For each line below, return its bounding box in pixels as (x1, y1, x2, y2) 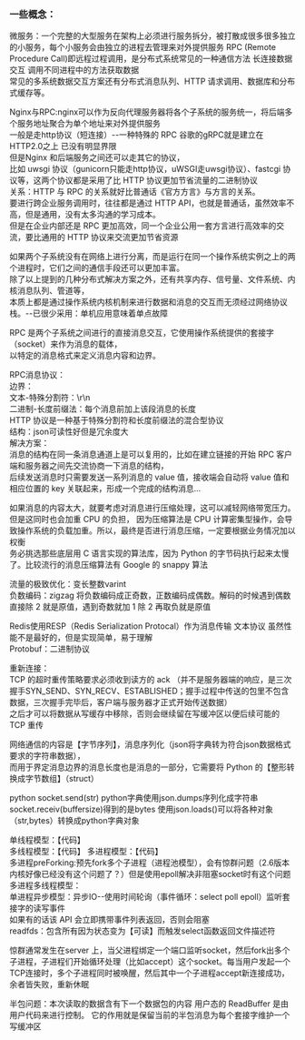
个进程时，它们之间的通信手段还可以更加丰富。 (9, 262, 184, 274)
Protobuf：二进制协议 (9, 643, 91, 654)
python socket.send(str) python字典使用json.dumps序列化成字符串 (9, 793, 259, 803)
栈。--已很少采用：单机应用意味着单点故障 (9, 308, 168, 319)
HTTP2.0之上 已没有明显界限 (9, 141, 117, 152)
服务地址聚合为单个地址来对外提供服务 (16, 118, 161, 129)
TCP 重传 (9, 720, 44, 731)
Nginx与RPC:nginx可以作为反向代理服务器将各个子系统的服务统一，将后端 (9, 106, 285, 117)
